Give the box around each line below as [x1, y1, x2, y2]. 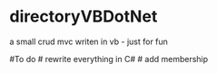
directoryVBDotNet [9, 6, 158, 27]
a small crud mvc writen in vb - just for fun [9, 36, 168, 47]
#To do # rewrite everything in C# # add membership [9, 53, 209, 64]
